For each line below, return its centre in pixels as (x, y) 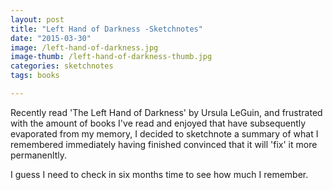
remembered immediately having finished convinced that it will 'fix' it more (164, 144)
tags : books (35, 76)
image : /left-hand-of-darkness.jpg (84, 47)
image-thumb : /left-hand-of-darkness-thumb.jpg (111, 57)
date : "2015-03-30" (51, 38)
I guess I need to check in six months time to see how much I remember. (159, 174)
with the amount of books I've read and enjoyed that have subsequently (158, 123)
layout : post (37, 19)
